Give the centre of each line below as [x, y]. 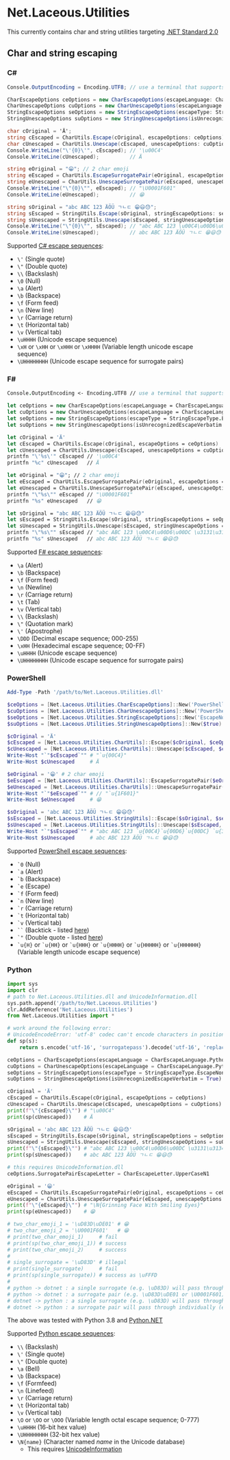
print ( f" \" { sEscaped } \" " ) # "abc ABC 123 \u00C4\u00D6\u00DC [96, 1149]
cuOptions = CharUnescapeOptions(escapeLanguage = [81, 1066]
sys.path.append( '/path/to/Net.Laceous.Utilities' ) [82, 1003]
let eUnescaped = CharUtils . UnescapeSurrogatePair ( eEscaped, [96, 488]
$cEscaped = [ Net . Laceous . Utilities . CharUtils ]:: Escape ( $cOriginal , [107, 743]
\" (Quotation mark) [45, 623]
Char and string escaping [62, 53]
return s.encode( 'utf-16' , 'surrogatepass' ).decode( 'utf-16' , [110, 1047]
